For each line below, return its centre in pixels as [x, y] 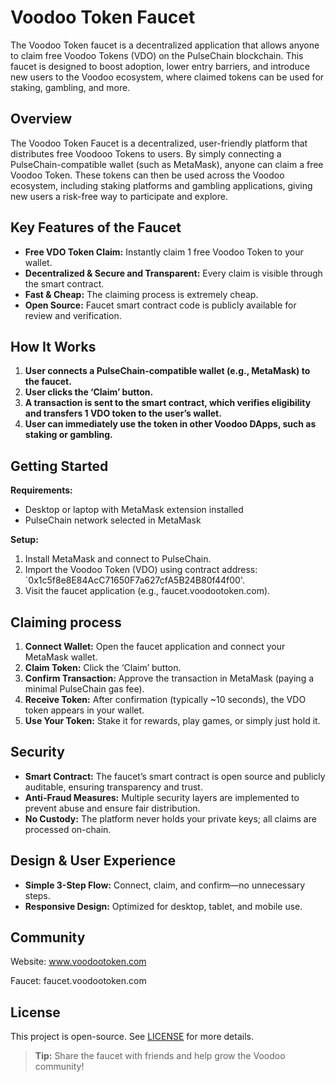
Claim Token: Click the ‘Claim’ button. [103, 667]
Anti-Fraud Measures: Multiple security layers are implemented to [162, 797]
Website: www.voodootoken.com [78, 962]
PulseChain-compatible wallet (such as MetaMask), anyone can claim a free [167, 164]
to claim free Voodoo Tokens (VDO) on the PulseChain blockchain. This [157, 55]
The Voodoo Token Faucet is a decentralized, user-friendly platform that [159, 143]
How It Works [53, 346]
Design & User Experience [93, 861]
